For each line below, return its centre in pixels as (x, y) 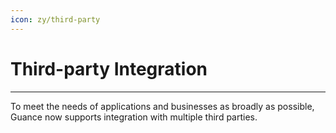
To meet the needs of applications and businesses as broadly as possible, (162, 106)
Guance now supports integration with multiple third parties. (134, 117)
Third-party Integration (109, 68)
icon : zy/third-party (55, 19)
